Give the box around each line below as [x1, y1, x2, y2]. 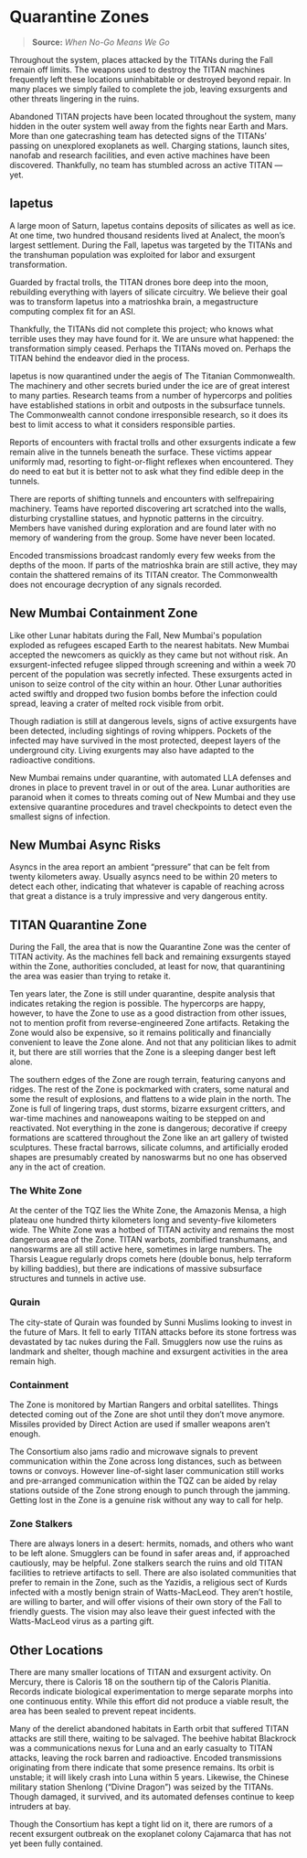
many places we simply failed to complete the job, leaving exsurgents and [9, 83, 288, 94]
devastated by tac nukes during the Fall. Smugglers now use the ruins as [9, 1336, 283, 1347]
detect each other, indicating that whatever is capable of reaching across [9, 881, 285, 892]
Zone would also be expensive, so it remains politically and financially [9, 1027, 271, 1039]
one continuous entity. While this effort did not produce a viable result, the [9, 1696, 290, 1707]
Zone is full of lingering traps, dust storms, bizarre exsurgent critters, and [9, 1104, 286, 1115]
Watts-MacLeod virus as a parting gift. [9, 1616, 154, 1627]
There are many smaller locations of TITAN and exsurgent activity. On [9, 1667, 271, 1678]
